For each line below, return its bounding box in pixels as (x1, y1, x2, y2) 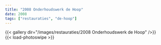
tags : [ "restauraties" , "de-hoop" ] (5, 16, 77, 21)
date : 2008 (5, 12, 27, 16)
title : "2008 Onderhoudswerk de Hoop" (5, 7, 83, 12)
